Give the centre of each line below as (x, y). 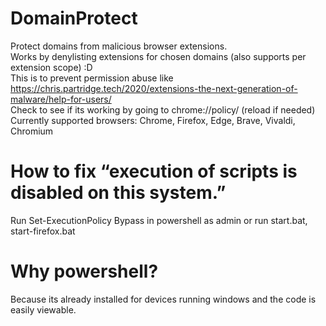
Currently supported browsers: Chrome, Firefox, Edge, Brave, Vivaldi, (153, 120)
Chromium (32, 131)
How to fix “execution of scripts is (154, 171)
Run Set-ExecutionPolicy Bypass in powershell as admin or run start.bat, (159, 220)
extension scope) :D (51, 67)
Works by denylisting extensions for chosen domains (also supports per (158, 56)
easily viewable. (43, 309)
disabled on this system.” (118, 193)
